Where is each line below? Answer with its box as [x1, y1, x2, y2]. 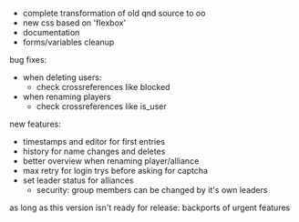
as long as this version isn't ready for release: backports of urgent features [9, 202, 291, 213]
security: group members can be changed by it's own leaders [36, 185, 268, 195]
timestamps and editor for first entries [22, 136, 166, 146]
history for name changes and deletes [22, 146, 166, 156]
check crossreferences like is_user [36, 101, 167, 112]
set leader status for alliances [22, 175, 134, 186]
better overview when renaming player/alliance [22, 156, 200, 166]
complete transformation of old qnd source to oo [22, 8, 206, 18]
